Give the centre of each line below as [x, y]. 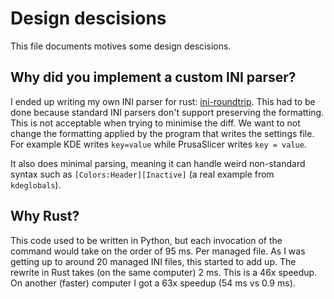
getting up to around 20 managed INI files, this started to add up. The [153, 261]
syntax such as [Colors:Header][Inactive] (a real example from [142, 174]
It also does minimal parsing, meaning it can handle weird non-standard [158, 163]
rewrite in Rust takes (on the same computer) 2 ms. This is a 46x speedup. [164, 272]
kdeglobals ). [36, 184]
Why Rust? [45, 216]
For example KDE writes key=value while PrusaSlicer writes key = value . [158, 144]
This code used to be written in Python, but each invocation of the [146, 240]
